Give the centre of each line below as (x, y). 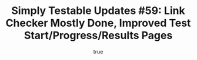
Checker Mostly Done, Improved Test (98, 23)
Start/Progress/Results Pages (98, 36)
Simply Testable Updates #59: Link (98, 11)
